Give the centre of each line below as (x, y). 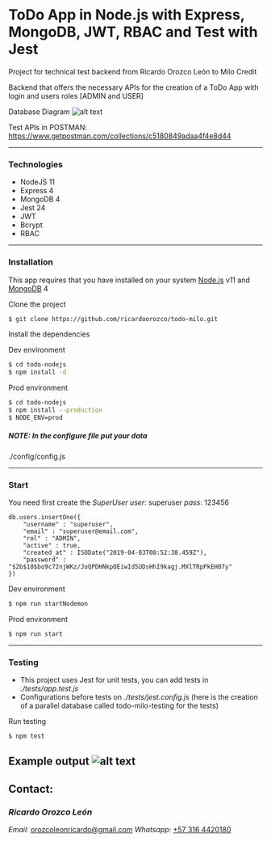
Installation (31, 262)
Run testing (27, 721)
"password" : (45, 560)
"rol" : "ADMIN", (52, 539)
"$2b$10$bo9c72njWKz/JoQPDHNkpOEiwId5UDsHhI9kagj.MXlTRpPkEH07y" (120, 567)
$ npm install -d (38, 372)
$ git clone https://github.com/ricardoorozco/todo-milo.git (113, 319)
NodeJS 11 (37, 182)
